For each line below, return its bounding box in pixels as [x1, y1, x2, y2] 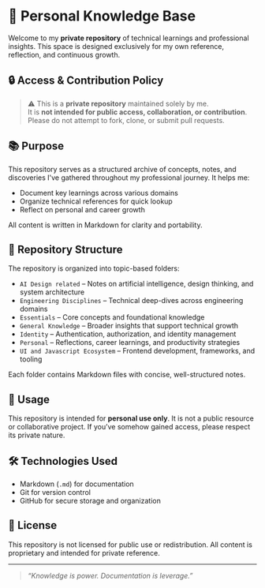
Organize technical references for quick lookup [19, 197, 174, 206]
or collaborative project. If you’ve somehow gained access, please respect [8, 422, 251, 432]
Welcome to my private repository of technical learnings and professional [8, 33, 250, 43]
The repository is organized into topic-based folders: [8, 264, 180, 273]
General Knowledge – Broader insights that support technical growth [19, 321, 239, 331]
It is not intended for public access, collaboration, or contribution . [27, 107, 248, 117]
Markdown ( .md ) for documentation [19, 479, 134, 489]
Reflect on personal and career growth [19, 204, 146, 214]
